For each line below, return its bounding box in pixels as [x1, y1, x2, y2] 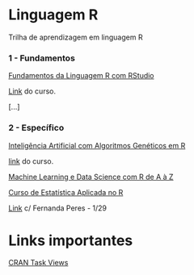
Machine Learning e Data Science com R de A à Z [8, 172, 174, 181]
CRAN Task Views [8, 258, 69, 268]
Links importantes [8, 231, 133, 249]
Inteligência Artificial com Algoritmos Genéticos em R [8, 140, 186, 150]
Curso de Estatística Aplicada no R [8, 187, 124, 197]
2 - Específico [8, 123, 65, 134]
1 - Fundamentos [8, 52, 75, 64]
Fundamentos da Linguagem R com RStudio [8, 71, 155, 81]
